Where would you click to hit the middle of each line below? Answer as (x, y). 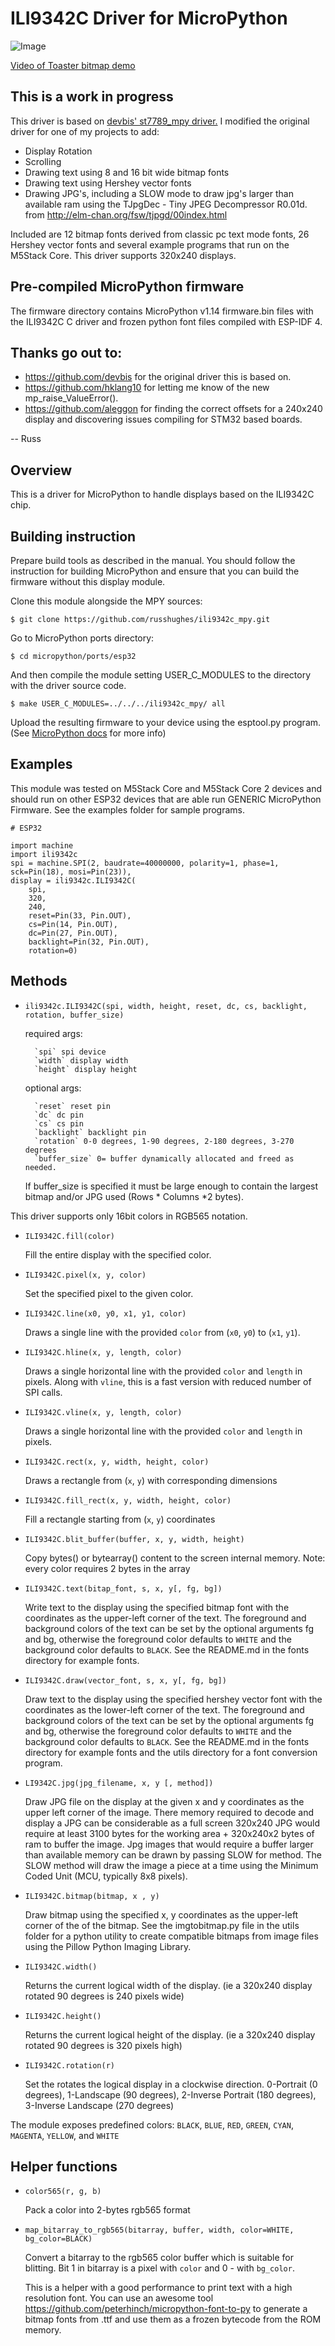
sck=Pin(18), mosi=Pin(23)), (71, 872)
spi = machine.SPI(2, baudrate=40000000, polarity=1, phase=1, (145, 863)
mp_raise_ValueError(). (71, 398)
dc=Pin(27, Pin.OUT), (73, 933)
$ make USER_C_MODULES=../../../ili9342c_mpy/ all (118, 704)
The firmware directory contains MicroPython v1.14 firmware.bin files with (162, 311)
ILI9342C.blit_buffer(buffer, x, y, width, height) (134, 1539)
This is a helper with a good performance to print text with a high (158, 2288)
